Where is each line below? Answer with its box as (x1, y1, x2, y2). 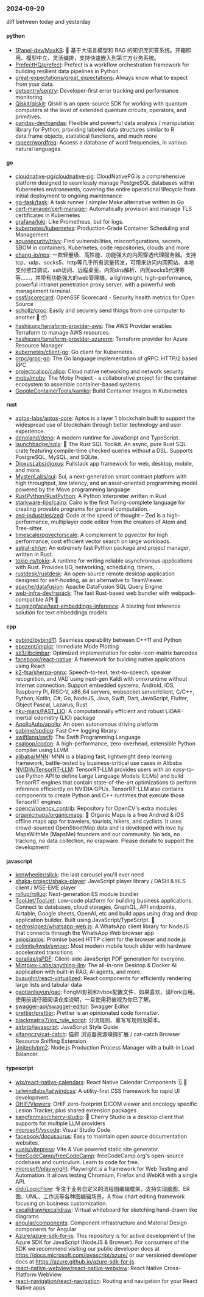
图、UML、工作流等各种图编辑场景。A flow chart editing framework (15, 1193, 185, 1200)
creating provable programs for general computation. (15, 505, 149, 513)
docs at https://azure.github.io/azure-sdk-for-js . (15, 1257, 136, 1265)
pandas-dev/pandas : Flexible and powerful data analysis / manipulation (15, 119, 195, 126)
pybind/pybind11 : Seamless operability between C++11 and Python (15, 636, 182, 644)
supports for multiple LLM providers (15, 1120, 105, 1127)
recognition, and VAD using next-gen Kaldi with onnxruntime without (15, 675, 188, 683)
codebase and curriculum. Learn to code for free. (15, 1158, 139, 1165)
